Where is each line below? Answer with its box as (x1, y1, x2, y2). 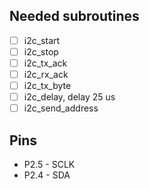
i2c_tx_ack (23, 57, 68, 69)
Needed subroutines (9, 8, 140, 25)
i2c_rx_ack (23, 69, 69, 80)
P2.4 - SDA (23, 169, 71, 181)
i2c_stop (23, 45, 59, 58)
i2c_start (23, 34, 61, 46)
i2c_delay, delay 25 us (23, 91, 116, 103)
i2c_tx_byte (23, 80, 72, 92)
